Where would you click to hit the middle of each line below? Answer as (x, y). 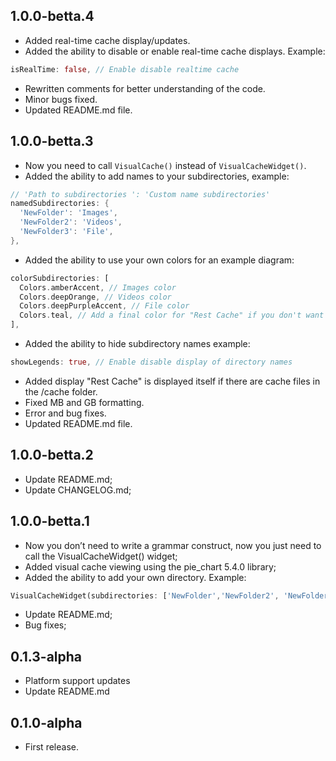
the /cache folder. (61, 391)
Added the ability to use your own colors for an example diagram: (159, 260)
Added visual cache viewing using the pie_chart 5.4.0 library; (150, 566)
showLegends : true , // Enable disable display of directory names (151, 362)
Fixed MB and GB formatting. (84, 402)
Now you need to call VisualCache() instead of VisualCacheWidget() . (165, 165)
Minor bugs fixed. (61, 99)
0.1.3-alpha (46, 656)
